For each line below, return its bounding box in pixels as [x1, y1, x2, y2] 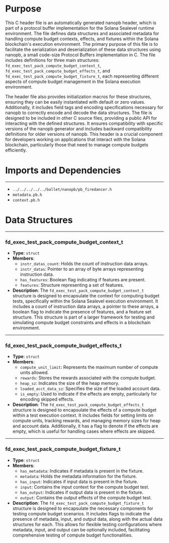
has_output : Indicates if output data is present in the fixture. [20, 489, 144, 495]
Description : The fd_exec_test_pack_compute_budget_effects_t [12, 402, 144, 408]
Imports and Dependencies [5, 165, 121, 176]
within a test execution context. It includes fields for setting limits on [12, 412, 154, 418]
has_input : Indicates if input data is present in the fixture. [20, 479, 138, 485]
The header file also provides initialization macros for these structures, [5, 94, 152, 100]
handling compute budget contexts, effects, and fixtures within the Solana [5, 36, 159, 42]
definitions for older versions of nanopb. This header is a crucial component [5, 131, 163, 137]
